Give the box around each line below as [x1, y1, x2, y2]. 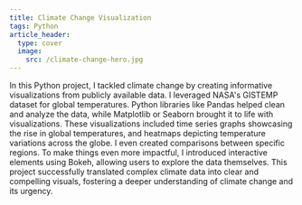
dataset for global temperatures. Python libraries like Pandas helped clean [9, 99, 286, 109]
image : [17, 47, 42, 56]
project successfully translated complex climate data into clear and [9, 166, 260, 177]
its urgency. [9, 186, 53, 196]
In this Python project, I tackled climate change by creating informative [9, 80, 273, 90]
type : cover [17, 38, 63, 48]
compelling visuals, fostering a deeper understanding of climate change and [9, 176, 294, 186]
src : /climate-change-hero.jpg [25, 55, 144, 64]
